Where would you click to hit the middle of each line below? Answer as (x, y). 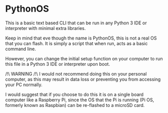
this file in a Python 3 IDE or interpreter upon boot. (58, 64)
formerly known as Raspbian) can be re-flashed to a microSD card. (75, 105)
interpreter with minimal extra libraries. (46, 28)
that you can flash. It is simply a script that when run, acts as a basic (76, 43)
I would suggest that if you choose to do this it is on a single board (74, 94)
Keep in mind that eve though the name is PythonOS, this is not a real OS (81, 38)
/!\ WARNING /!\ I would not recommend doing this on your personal (76, 73)
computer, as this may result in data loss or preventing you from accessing (83, 79)
